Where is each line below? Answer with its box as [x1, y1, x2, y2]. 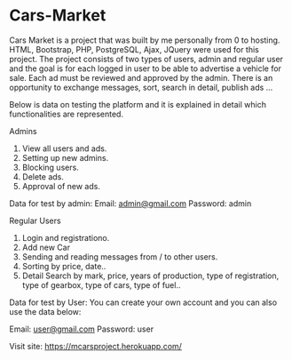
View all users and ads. [21, 143, 107, 154]
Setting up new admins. [21, 152, 109, 163]
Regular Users [9, 215, 61, 226]
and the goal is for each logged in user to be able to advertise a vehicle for [9, 63, 282, 74]
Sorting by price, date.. [21, 260, 107, 271]
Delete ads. [21, 171, 65, 182]
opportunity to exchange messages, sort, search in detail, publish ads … [9, 82, 273, 92]
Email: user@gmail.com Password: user [9, 324, 154, 334]
